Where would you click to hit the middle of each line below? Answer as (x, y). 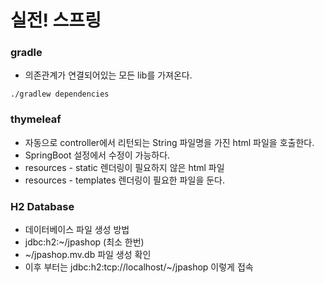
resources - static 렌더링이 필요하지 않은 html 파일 (124, 167)
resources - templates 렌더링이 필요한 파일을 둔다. (124, 180)
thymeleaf (36, 119)
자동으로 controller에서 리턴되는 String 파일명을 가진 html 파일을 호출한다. (169, 142)
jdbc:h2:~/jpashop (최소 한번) (84, 242)
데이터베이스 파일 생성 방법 (77, 230)
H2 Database (42, 206)
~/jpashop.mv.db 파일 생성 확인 (88, 255)
